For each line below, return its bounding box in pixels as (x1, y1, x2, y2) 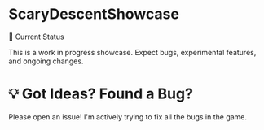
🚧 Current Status (8, 32, 64, 41)
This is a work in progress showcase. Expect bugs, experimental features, (8, 47, 257, 57)
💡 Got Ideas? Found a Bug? (8, 84, 194, 103)
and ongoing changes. (8, 56, 84, 66)
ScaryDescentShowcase (8, 5, 179, 24)
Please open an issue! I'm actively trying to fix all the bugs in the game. (8, 111, 247, 122)
